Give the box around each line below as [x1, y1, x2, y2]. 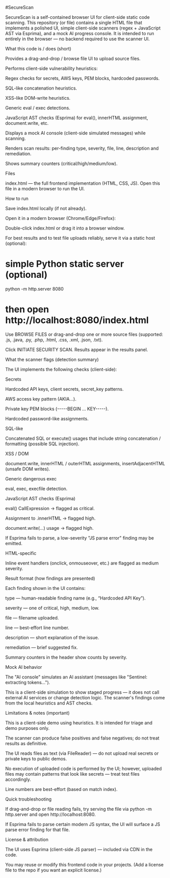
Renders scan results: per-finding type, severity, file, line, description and [5, 145, 159, 151]
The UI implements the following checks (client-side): [5, 366, 117, 372]
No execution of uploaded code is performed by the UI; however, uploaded [5, 766, 162, 772]
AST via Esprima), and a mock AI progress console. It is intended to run [5, 31, 155, 36]
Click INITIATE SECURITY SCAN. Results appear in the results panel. [5, 346, 148, 353]
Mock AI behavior [5, 664, 42, 670]
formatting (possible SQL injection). [5, 440, 80, 447]
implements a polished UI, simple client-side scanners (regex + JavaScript [5, 25, 161, 31]
